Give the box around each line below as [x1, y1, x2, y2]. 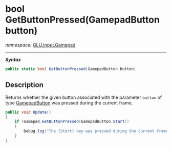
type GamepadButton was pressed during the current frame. [5, 99, 133, 105]
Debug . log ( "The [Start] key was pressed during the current [24, 129, 155, 134]
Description [5, 80, 44, 90]
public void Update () [5, 110, 52, 115]
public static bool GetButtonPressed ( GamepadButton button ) [5, 66, 137, 72]
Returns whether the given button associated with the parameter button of [5, 94, 162, 100]
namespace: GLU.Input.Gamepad [5, 41, 76, 48]
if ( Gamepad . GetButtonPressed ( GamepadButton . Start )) [14, 119, 130, 124]
